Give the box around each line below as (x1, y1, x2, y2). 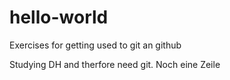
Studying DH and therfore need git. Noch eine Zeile (9, 58, 221, 70)
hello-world (9, 6, 109, 29)
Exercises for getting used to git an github (9, 39, 182, 51)
